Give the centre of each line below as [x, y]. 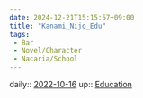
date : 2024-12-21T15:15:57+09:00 [72, 17]
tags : [19, 34]
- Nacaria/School [45, 59]
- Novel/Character [48, 51]
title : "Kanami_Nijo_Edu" [58, 26]
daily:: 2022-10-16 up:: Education [71, 84]
